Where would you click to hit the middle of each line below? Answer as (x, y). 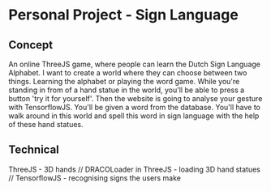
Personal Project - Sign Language (124, 15)
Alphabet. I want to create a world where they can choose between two (128, 73)
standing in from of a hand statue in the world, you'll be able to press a (127, 90)
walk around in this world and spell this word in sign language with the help (134, 116)
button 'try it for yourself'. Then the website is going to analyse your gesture (135, 98)
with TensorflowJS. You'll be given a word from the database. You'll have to (135, 107)
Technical (34, 150)
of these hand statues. (46, 124)
